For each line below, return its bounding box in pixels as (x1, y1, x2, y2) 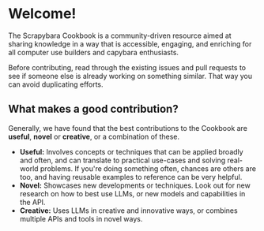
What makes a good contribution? (8, 102, 179, 116)
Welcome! (8, 5, 77, 23)
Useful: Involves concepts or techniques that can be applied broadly (19, 147, 243, 156)
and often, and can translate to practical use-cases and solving (19, 155, 226, 165)
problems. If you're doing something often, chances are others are (40, 163, 257, 173)
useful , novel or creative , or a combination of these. (8, 132, 180, 141)
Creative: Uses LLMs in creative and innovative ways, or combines (19, 206, 239, 215)
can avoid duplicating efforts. (8, 80, 104, 89)
